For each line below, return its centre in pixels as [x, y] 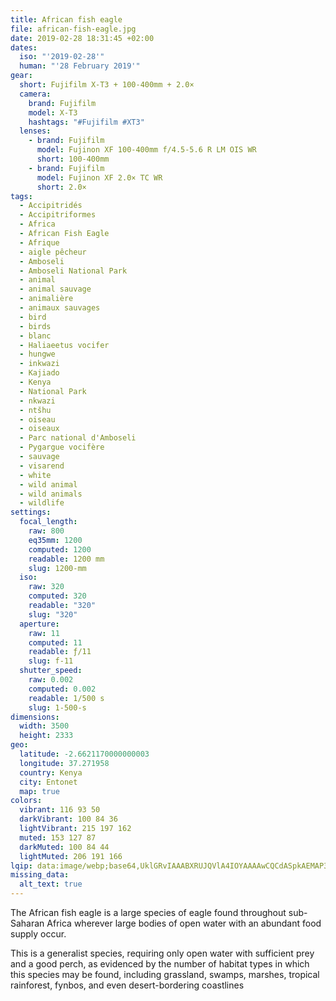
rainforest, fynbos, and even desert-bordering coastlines [127, 985]
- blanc [35, 336]
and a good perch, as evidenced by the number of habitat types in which [160, 964]
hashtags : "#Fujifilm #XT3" [86, 122]
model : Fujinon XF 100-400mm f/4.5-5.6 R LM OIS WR [146, 150]
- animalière [46, 299]
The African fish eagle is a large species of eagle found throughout [148, 912]
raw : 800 [46, 531]
